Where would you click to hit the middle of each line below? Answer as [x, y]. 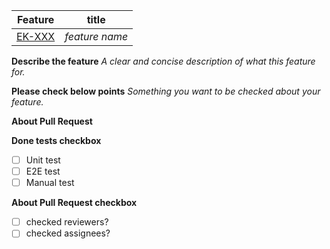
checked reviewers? [67, 222]
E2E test [43, 171]
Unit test [43, 160]
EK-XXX [36, 36]
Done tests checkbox [56, 140]
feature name [96, 36]
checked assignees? [68, 233]
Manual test [50, 183]
